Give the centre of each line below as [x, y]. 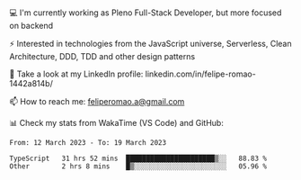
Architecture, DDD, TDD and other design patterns [102, 56]
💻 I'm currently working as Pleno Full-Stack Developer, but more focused [146, 13]
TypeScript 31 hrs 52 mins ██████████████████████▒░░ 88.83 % [138, 158]
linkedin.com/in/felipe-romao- [200, 74]
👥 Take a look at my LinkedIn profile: [76, 74]
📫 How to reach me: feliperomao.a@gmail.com [97, 101]
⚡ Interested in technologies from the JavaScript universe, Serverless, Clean [150, 44]
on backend [31, 26]
